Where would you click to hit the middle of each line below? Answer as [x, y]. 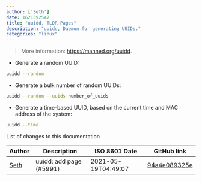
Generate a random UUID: [47, 63]
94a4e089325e [170, 165]
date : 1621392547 [28, 17]
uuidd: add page [59, 161]
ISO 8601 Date [116, 151]
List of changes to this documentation [53, 136]
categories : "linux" [32, 34]
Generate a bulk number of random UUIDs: [68, 85]
